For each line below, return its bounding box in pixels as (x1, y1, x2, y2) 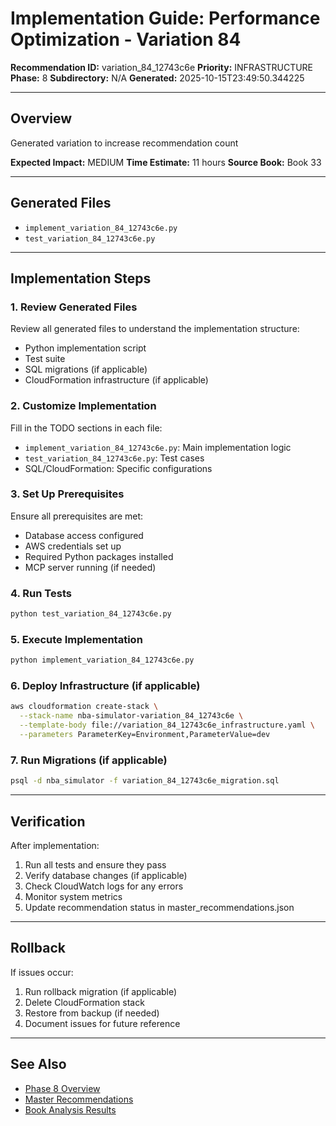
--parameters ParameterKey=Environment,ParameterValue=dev (19, 730, 271, 740)
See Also (10, 1056, 67, 1073)
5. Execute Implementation (10, 632, 143, 646)
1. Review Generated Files (10, 300, 138, 314)
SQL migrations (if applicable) (24, 363, 148, 376)
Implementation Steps (10, 270, 152, 287)
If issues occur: (10, 966, 74, 978)
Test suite (24, 353, 66, 365)
